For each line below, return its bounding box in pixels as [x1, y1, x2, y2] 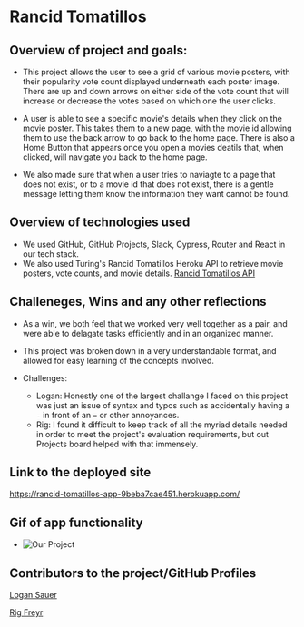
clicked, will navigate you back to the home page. [22, 152, 208, 162]
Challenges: [22, 372, 68, 383]
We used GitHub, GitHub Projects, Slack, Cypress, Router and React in [22, 239, 286, 250]
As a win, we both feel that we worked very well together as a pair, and [22, 318, 288, 328]
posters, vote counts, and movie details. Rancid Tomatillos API [22, 268, 256, 279]
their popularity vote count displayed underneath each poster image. [22, 76, 280, 87]
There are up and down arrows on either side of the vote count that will [22, 86, 289, 96]
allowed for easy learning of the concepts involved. [22, 355, 215, 366]
